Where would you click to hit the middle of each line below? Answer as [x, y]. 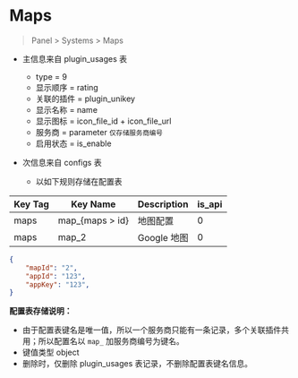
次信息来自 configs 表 [62, 162]
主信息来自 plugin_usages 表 [75, 58]
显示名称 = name [67, 109]
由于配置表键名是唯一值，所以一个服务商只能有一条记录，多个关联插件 [152, 330]
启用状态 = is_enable [73, 143]
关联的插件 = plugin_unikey [85, 99]
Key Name [94, 204]
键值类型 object [51, 352]
